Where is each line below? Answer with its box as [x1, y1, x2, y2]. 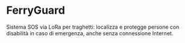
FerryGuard [6, 4, 65, 17]
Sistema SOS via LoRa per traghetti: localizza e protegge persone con [6, 23, 180, 30]
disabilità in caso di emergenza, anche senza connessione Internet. [6, 29, 174, 36]
